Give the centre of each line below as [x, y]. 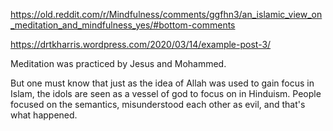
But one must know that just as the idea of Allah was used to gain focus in [162, 83]
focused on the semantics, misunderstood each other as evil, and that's [158, 104]
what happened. [44, 115]
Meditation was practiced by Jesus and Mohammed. [118, 63]
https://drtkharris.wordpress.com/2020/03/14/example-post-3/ [141, 44]
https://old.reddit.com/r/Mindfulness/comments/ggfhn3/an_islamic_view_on [166, 14]
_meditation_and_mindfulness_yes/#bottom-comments [123, 25]
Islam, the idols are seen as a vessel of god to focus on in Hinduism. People [166, 93]
